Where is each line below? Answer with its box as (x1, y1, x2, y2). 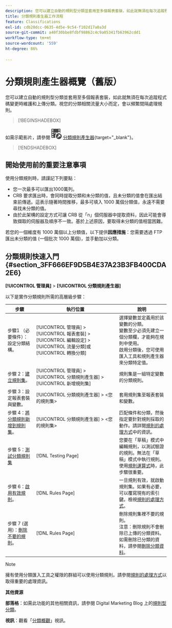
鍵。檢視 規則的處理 (119, 496, 160, 503)
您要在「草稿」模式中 (119, 437, 164, 443)
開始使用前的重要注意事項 (5, 160, 86, 169)
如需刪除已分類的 (119, 537, 155, 543)
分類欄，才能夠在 (123, 334, 160, 340)
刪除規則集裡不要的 (119, 511, 160, 517)
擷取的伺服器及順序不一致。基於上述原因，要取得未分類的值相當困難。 (17, 218, 165, 225)
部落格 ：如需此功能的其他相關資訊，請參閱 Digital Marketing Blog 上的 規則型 (5, 600, 167, 606)
